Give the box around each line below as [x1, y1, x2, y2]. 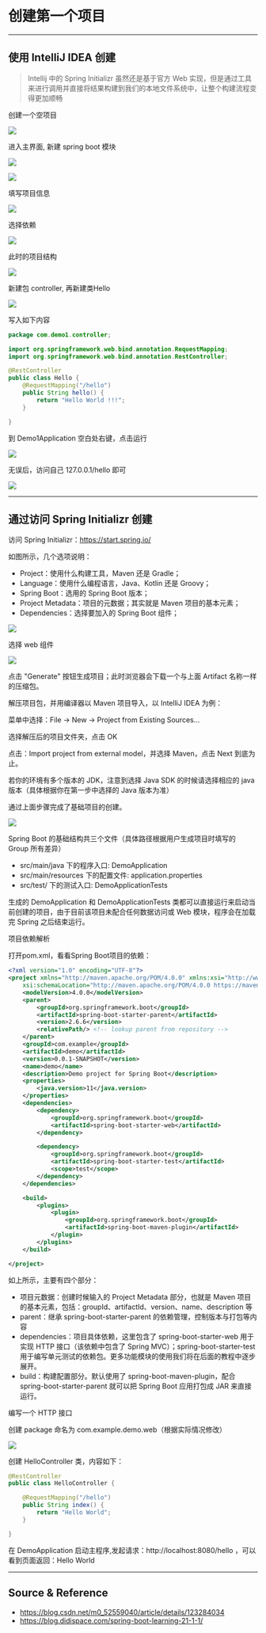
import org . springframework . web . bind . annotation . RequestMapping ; [8, 345, 228, 353]
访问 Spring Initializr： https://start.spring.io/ [8, 535, 152, 545]
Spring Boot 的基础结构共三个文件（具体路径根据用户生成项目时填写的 [8, 834, 236, 843]
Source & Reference [8, 1586, 108, 1600]
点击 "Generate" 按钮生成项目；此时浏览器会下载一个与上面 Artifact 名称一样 [8, 672, 257, 681]
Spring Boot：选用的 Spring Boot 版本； [19, 588, 150, 598]
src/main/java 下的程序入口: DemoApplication [19, 861, 168, 870]
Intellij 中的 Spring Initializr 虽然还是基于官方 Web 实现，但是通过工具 [27, 73, 252, 83]
